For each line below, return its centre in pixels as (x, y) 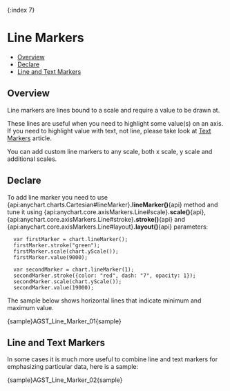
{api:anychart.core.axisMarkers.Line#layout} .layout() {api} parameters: (108, 227)
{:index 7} (21, 10)
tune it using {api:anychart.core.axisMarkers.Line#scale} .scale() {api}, (106, 212)
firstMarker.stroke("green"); (57, 245)
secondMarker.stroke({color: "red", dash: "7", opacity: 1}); (105, 276)
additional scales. (32, 159)
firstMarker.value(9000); (51, 257)
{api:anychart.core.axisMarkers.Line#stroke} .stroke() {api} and (96, 219)
